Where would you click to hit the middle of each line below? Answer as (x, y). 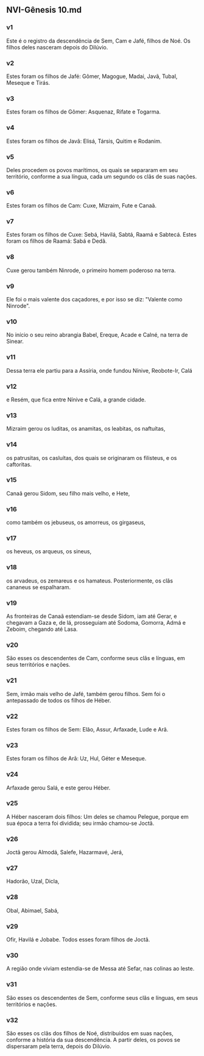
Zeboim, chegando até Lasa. (42, 629)
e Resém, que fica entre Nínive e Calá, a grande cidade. (76, 400)
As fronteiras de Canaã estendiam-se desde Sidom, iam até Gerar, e (92, 616)
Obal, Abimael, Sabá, (33, 910)
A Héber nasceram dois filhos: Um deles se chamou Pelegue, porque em (97, 816)
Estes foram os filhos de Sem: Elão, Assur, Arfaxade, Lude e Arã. (87, 729)
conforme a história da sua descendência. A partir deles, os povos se (93, 1040)
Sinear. (15, 342)
